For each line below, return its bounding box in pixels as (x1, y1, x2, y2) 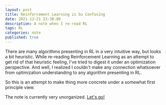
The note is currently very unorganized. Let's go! (5, 94, 105, 100)
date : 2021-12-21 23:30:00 (5, 16, 61, 21)
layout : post (5, 7, 32, 12)
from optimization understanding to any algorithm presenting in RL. (5, 69, 142, 75)
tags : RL (5, 26, 23, 31)
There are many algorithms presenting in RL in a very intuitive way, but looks (5, 48, 161, 54)
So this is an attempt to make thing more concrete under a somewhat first (5, 79, 155, 85)
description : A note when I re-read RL (5, 21, 88, 26)
